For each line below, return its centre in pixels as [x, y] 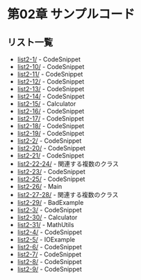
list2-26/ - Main [40, 186]
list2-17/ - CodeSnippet [51, 118]
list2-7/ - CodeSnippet [49, 254]
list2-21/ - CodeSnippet [51, 155]
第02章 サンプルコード [71, 14]
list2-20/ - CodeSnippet [51, 148]
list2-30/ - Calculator [47, 217]
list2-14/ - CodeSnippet [51, 96]
